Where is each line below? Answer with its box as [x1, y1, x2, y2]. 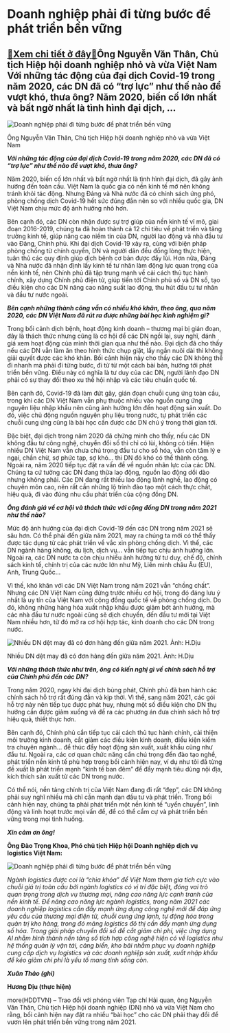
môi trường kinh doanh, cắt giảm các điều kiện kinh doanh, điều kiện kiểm [7, 736, 216, 744]
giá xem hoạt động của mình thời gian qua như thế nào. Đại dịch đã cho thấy [7, 339, 223, 347]
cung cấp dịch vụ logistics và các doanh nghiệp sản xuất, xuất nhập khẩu [7, 949, 218, 957]
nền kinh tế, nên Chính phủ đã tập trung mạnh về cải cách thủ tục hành [7, 268, 208, 277]
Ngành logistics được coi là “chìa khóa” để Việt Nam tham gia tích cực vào [7, 875, 220, 884]
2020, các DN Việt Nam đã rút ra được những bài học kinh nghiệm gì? [7, 311, 209, 319]
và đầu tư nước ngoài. [7, 290, 69, 299]
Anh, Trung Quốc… [7, 568, 61, 576]
